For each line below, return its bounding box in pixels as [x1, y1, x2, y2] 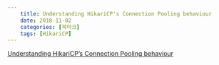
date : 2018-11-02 [20, 17, 72, 24]
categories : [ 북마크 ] [20, 23, 80, 30]
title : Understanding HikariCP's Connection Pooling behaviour [20, 10, 213, 18]
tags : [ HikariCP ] [20, 30, 72, 37]
